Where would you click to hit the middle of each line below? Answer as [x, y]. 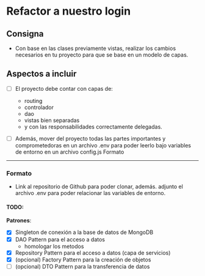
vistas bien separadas [52, 120]
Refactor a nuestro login [69, 11]
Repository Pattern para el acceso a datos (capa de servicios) [93, 253]
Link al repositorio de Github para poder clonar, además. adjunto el [99, 186]
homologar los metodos [54, 246]
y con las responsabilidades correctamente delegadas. [93, 127]
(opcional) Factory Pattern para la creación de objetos [83, 260]
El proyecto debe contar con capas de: [64, 88]
